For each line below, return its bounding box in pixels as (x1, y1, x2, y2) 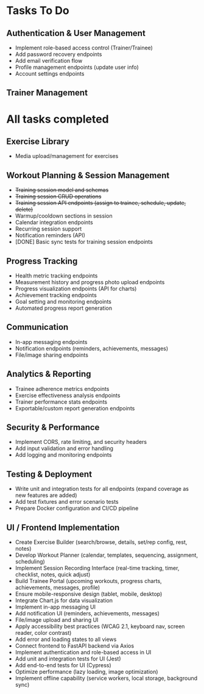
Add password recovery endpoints (15, 51, 102, 58)
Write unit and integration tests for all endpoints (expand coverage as (15, 485, 189, 493)
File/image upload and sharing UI (15, 617, 99, 624)
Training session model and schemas (15, 187, 109, 194)
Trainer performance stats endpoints (15, 398, 108, 406)
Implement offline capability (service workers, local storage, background (15, 674, 198, 682)
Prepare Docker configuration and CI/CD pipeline (15, 504, 139, 512)
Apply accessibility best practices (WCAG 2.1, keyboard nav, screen (15, 623, 185, 630)
